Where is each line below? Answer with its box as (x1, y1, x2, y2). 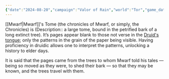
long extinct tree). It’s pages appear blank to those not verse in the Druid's (5, 31, 159, 37)
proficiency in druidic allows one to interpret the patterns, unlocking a (5, 42, 149, 48)
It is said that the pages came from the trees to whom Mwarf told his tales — (5, 57, 164, 63)
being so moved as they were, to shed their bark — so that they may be (5, 62, 153, 68)
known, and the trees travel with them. (5, 68, 85, 74)
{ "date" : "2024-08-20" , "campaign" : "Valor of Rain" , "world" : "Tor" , (5, 7, 145, 12)
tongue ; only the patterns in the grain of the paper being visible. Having (5, 37, 153, 43)
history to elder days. (5, 47, 49, 53)
